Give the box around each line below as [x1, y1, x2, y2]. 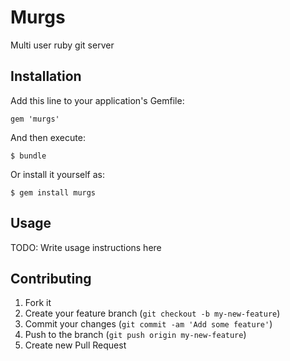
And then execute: [10, 131, 86, 143]
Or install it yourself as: [10, 168, 105, 180]
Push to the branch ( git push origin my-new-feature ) [24, 329, 247, 341]
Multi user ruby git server [10, 39, 115, 51]
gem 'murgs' [10, 114, 60, 124]
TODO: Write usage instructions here [10, 241, 162, 253]
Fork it [24, 297, 52, 309]
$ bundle [10, 151, 47, 161]
